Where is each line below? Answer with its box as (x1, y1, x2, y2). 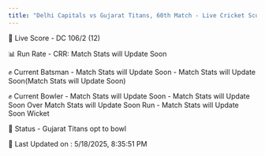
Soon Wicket (8, 108, 50, 118)
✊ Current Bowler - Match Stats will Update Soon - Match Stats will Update (8, 91, 250, 101)
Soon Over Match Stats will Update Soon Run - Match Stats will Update (8, 100, 239, 110)
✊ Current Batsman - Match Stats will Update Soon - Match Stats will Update (8, 67, 256, 76)
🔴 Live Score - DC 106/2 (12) (8, 33, 101, 43)
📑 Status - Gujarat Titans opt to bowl (8, 124, 127, 133)
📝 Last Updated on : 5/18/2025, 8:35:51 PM (8, 139, 147, 148)
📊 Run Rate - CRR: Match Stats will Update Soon (8, 49, 167, 58)
